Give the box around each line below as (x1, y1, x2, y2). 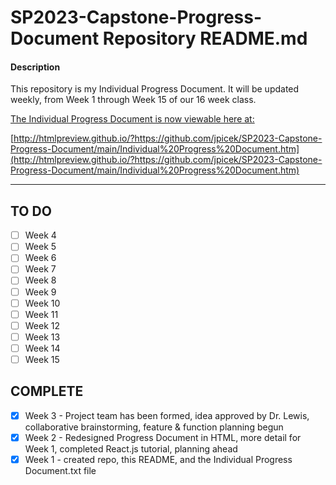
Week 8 (24, 274, 57, 286)
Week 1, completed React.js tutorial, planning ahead (24, 442, 238, 455)
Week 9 (24, 286, 57, 298)
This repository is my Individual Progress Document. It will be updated (10, 83, 300, 95)
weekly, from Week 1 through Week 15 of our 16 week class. (10, 94, 257, 106)
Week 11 (24, 308, 59, 320)
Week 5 (24, 241, 57, 253)
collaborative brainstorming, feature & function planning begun (24, 421, 284, 433)
